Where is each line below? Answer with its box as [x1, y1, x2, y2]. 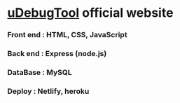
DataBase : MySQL [7, 67, 72, 77]
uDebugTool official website [7, 5, 174, 21]
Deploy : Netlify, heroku [7, 86, 90, 96]
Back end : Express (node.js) [7, 49, 107, 59]
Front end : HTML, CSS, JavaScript [7, 30, 127, 40]
